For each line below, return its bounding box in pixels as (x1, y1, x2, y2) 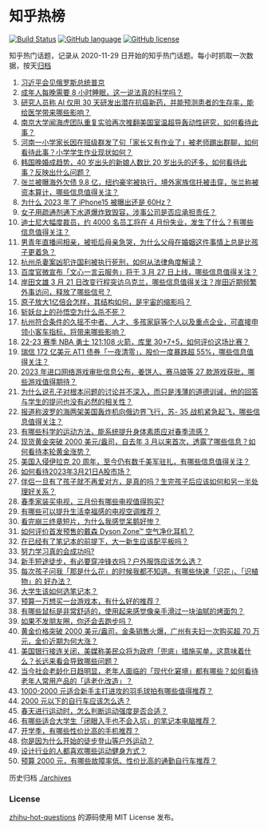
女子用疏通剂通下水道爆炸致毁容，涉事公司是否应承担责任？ (20, 207, 217, 216)
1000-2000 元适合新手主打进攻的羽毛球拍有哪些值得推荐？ (20, 686, 214, 695)
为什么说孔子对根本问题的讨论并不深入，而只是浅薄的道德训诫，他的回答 (20, 386, 258, 396)
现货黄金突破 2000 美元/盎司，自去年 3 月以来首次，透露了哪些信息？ (20, 437, 250, 446)
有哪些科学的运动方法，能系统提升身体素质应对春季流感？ (20, 426, 210, 436)
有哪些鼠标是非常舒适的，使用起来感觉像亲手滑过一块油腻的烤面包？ (20, 606, 245, 615)
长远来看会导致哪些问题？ (34, 656, 119, 666)
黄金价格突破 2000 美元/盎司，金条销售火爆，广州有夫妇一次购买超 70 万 (20, 626, 260, 635)
